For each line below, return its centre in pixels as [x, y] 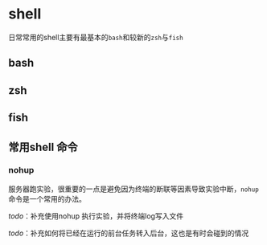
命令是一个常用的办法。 [47, 198]
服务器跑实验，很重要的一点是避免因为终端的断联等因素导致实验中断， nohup [133, 189]
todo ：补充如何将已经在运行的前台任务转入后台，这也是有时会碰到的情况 [129, 233]
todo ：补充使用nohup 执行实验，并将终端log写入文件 [96, 216]
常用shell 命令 [43, 147]
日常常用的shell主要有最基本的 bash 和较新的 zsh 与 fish [96, 37]
